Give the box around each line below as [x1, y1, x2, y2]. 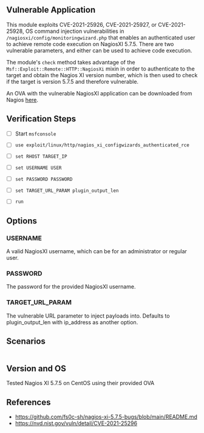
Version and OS [6, 363, 67, 373]
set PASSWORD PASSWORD [15, 176, 73, 182]
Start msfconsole [15, 130, 56, 137]
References [6, 397, 51, 407]
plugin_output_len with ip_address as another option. [6, 318, 138, 326]
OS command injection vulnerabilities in [25, 27, 124, 35]
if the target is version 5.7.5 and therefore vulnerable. [6, 78, 138, 85]
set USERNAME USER [15, 165, 62, 171]
